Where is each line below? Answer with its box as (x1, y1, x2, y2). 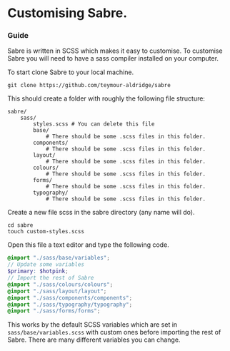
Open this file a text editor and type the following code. (7, 240, 169, 249)
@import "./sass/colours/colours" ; (7, 280, 114, 288)
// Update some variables (7, 261, 84, 268)
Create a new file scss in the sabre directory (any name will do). (7, 208, 195, 217)
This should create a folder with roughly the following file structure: (7, 94, 206, 103)
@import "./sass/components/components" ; (7, 294, 133, 301)
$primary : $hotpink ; (7, 268, 69, 275)
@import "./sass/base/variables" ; (7, 255, 111, 262)
